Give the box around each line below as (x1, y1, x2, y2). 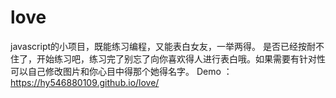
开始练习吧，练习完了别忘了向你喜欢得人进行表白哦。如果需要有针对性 (36, 52, 326, 65)
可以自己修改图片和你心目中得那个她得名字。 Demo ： (10, 65, 233, 77)
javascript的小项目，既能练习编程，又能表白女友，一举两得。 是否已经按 (10, 40, 307, 52)
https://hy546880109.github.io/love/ (10, 76, 160, 88)
